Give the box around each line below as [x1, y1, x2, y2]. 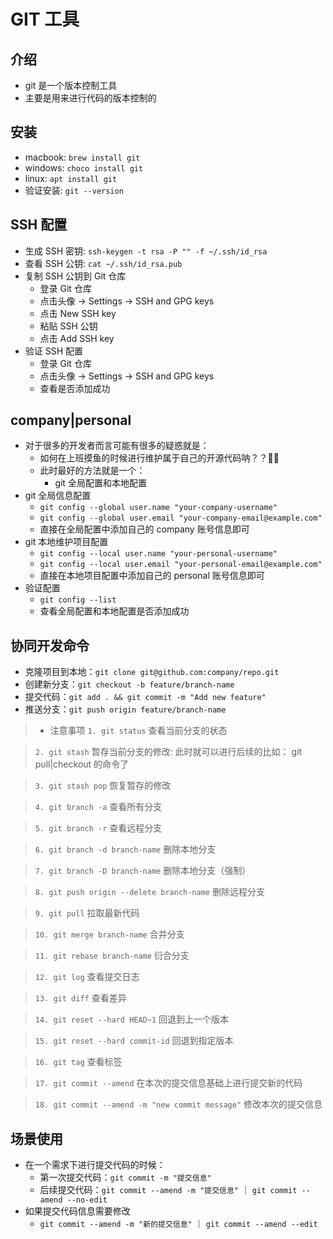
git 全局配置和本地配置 [54, 477, 147, 489]
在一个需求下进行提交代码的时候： [24, 1159, 166, 1171]
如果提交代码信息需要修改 [24, 1205, 131, 1217]
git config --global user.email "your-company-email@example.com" [39, 513, 323, 524]
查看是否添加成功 [39, 382, 111, 394]
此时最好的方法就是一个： [39, 465, 146, 477]
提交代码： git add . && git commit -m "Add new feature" [24, 691, 267, 703]
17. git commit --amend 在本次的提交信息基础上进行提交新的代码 [34, 1077, 303, 1089]
